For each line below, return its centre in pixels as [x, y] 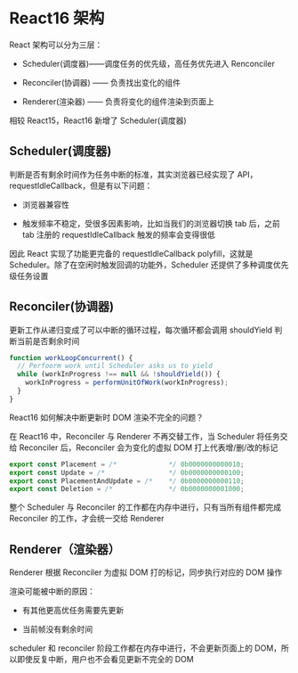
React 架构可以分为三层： [56, 45]
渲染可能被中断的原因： [52, 591]
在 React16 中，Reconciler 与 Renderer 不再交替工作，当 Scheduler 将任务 [145, 436]
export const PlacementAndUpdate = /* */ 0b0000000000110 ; [127, 481]
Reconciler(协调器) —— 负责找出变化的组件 [101, 82]
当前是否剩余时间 [48, 341]
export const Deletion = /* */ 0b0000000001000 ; [127, 489]
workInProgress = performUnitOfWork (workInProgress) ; [127, 383]
